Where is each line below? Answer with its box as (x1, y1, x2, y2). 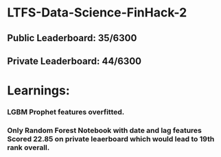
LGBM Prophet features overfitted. (7, 108, 125, 117)
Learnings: (7, 83, 70, 99)
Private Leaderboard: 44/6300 (7, 55, 142, 67)
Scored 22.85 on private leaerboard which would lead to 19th (7, 134, 215, 143)
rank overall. (7, 143, 50, 152)
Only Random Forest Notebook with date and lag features (7, 125, 202, 135)
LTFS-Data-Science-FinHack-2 (7, 5, 187, 21)
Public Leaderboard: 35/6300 (7, 32, 137, 44)
